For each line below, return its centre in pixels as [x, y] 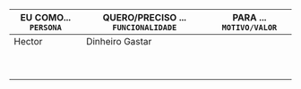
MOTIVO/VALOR [249, 27]
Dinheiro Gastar [119, 41]
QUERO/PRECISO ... [144, 17]
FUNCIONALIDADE [145, 27]
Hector [28, 41]
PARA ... [249, 17]
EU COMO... [46, 17]
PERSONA [46, 27]
